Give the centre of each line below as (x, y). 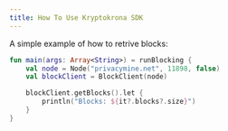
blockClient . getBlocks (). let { (85, 93)
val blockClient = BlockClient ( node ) (97, 77)
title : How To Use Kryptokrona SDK (76, 18)
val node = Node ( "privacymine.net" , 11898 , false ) (123, 69)
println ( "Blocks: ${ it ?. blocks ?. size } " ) (119, 102)
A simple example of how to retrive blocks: (89, 43)
